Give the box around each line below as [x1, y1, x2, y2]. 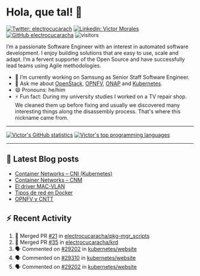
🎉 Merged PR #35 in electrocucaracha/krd [14, 238, 118, 246]
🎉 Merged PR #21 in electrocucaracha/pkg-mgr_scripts [14, 232, 150, 239]
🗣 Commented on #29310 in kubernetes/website [14, 254, 136, 261]
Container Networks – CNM [14, 176, 83, 184]
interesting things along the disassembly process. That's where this [14, 107, 181, 115]
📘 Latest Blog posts [6, 154, 79, 165]
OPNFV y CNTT [14, 195, 54, 202]
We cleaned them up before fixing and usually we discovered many [14, 101, 180, 108]
